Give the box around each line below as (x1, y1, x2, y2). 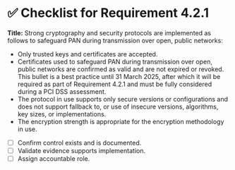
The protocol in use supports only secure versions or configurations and (17, 95, 228, 103)
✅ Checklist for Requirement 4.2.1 (7, 5, 210, 21)
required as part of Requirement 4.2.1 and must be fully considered (17, 80, 212, 88)
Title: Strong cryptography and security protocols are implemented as (7, 28, 212, 37)
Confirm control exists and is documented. (17, 138, 142, 147)
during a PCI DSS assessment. (17, 87, 107, 96)
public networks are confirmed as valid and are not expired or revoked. (17, 65, 224, 73)
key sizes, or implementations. (17, 109, 107, 118)
